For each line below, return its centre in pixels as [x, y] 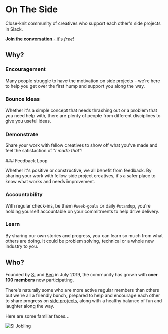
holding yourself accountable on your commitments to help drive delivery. [82, 211]
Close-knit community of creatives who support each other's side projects [83, 23]
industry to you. [22, 246]
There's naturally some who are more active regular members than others [82, 290]
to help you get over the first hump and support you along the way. [75, 86]
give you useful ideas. [28, 121]
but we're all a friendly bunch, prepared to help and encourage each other [83, 295]
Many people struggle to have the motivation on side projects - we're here [83, 81]
